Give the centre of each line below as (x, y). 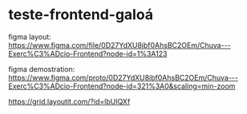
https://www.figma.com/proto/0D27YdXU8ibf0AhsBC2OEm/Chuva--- (123, 77)
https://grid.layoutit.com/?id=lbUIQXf (69, 101)
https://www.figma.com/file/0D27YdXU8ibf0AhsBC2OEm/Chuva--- (119, 45)
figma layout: (30, 37)
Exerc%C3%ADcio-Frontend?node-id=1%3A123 (88, 53)
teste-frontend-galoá (81, 15)
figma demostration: (42, 69)
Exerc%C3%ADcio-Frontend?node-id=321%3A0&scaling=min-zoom (122, 86)
